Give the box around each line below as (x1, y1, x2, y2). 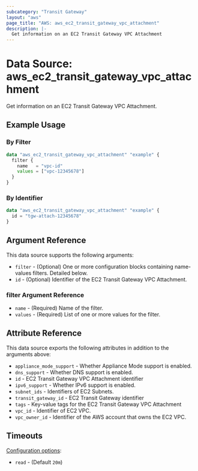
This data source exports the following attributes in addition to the (6, 344, 169, 351)
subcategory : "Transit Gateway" (6, 8, 87, 15)
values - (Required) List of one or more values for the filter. (14, 311, 161, 318)
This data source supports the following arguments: (6, 251, 134, 259)
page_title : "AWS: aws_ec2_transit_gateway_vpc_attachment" (6, 20, 160, 26)
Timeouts (6, 431, 43, 441)
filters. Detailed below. (32, 269, 88, 277)
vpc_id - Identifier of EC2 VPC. (14, 407, 91, 414)
